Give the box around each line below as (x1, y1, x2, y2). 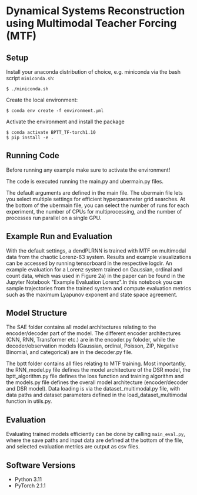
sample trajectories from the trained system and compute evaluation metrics (6, 284, 191, 291)
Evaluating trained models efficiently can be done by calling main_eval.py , (6, 431, 185, 438)
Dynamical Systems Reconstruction (6, 4, 185, 18)
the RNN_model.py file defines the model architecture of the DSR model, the (6, 366, 191, 373)
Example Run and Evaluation (6, 231, 113, 241)
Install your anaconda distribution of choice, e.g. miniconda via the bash (6, 68, 181, 75)
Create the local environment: (6, 96, 78, 103)
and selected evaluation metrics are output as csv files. (6, 443, 140, 450)
